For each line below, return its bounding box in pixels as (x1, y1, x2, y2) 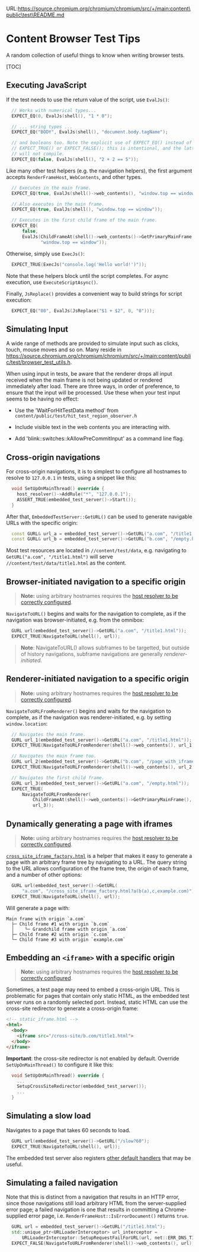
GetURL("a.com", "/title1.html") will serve (6, 553, 114, 561)
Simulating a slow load (6, 1111, 91, 1121)
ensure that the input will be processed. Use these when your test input (6, 389, 181, 396)
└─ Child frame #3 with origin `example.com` (11, 936, 126, 943)
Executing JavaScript (6, 80, 87, 91)
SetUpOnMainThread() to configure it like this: (6, 1061, 114, 1068)
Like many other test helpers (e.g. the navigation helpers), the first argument (6, 167, 192, 174)
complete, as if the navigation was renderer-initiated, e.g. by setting (6, 713, 172, 721)
